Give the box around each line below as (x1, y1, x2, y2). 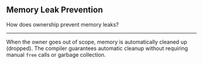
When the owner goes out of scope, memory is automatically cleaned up (6, 38, 187, 45)
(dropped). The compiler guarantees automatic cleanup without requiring (6, 45, 188, 52)
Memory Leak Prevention (6, 5, 103, 15)
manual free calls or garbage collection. (6, 51, 106, 58)
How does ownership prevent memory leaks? (6, 21, 119, 28)
